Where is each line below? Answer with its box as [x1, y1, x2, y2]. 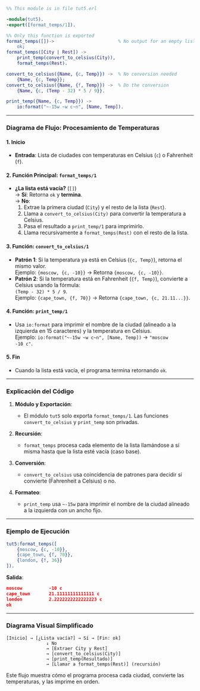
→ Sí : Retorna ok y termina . [14, 191, 83, 198]
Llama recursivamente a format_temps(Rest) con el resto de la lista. [23, 229, 189, 236]
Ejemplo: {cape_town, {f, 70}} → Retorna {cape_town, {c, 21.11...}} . [14, 294, 190, 301]
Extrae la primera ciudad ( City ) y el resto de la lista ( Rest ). [23, 204, 167, 211]
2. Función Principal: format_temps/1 [6, 172, 97, 179]
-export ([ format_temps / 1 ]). [6, 21, 76, 28]
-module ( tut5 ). [6, 16, 44, 22]
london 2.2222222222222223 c [6, 596, 102, 602]
